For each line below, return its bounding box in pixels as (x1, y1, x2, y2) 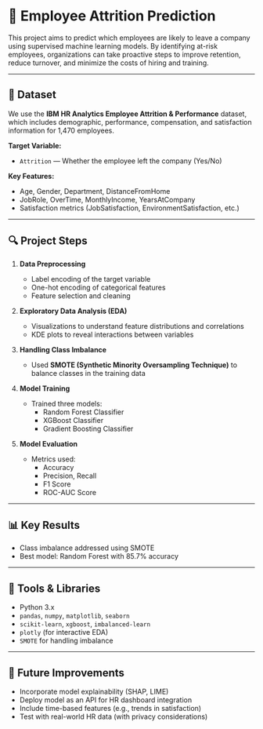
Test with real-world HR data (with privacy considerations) (19, 712, 208, 721)
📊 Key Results (8, 518, 81, 532)
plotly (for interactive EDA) (19, 628, 109, 637)
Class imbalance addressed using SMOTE (19, 543, 155, 552)
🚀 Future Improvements (8, 666, 125, 680)
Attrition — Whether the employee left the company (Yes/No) (19, 156, 222, 166)
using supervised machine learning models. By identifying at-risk (8, 41, 218, 50)
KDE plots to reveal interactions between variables (31, 330, 194, 339)
